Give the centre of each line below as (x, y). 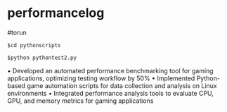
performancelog (56, 13)
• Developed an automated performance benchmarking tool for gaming (110, 70)
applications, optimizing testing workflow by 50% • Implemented (101, 78)
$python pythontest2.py (42, 58)
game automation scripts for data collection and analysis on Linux (122, 85)
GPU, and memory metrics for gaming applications (80, 101)
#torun (17, 32)
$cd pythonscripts (34, 45)
